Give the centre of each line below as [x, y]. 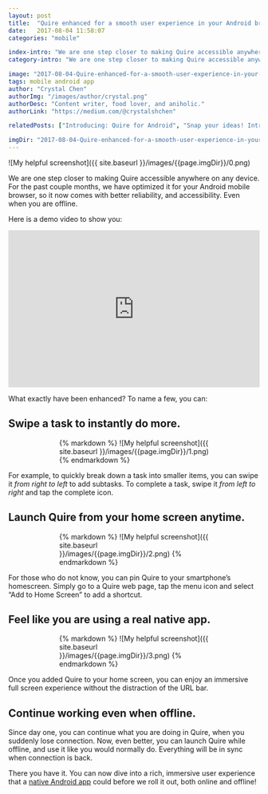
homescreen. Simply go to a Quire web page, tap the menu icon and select [131, 586]
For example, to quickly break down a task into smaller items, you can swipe [134, 475]
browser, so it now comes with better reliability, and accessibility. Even [124, 195]
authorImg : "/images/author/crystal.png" [78, 97]
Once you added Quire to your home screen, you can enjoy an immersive [128, 680]
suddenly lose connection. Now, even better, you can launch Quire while [127, 741]
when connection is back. [51, 758]
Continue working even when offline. [102, 713]
